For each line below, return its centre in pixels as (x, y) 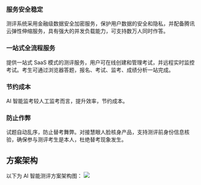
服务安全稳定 (25, 9)
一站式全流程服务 (31, 48)
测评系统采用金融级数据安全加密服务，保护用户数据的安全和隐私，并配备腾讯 (100, 24)
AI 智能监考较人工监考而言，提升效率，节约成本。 (67, 101)
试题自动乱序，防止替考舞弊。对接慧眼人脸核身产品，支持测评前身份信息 (95, 132)
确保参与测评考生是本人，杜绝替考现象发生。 (71, 139)
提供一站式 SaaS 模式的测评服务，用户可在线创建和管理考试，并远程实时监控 (100, 62)
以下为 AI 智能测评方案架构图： (44, 176)
